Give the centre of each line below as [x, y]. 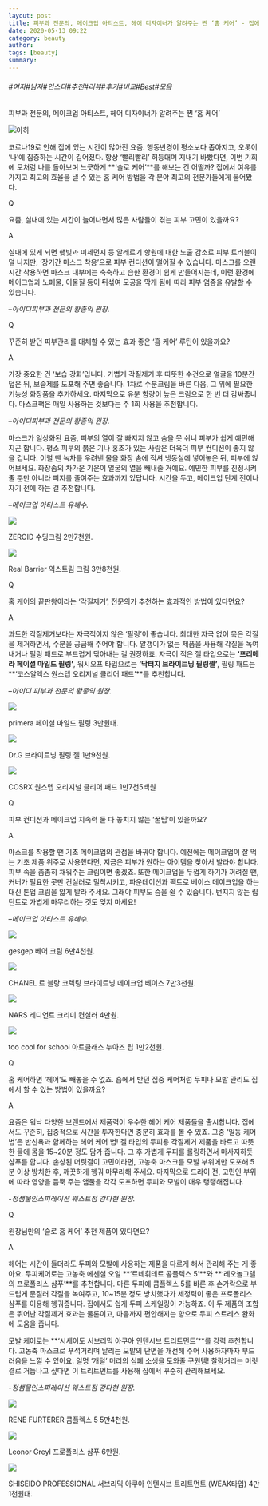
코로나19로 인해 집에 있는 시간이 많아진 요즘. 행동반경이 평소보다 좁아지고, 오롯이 [133, 147]
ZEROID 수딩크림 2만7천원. [51, 537]
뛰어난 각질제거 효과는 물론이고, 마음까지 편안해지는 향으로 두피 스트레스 [128, 1314]
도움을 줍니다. [38, 1324]
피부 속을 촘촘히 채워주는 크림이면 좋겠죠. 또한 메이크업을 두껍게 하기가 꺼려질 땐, [134, 872]
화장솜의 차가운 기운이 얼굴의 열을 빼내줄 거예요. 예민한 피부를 [134, 468]
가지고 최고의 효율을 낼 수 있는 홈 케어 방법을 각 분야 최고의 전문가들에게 [120, 178]
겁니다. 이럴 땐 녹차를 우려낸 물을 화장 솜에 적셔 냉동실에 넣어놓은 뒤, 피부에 [133, 458]
